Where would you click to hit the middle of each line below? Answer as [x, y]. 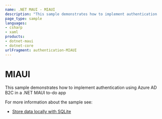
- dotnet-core [19, 46]
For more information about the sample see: [49, 102]
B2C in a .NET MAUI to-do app [36, 93]
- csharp [14, 28]
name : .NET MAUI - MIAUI [30, 9]
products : [15, 37]
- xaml [12, 32]
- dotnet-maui [19, 41]
